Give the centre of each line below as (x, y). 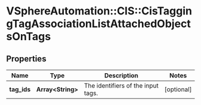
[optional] (178, 89)
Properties (26, 58)
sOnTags (28, 37)
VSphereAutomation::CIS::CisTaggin (99, 11)
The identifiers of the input (121, 85)
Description (121, 75)
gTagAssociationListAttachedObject (99, 24)
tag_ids (20, 89)
